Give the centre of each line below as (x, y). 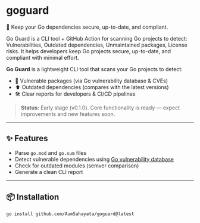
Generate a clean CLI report (49, 172)
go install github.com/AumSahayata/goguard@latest (70, 214)
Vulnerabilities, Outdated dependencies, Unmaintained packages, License (97, 45)
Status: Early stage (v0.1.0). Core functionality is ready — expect (100, 108)
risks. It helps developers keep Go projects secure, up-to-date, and (89, 51)
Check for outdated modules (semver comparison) (77, 166)
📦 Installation (33, 197)
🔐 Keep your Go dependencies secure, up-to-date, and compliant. (87, 27)
